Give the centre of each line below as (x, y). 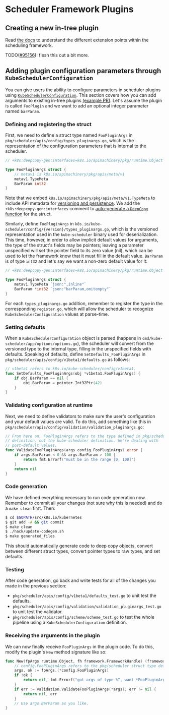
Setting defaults (25, 327)
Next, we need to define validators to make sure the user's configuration (80, 416)
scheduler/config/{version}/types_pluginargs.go (57, 230)
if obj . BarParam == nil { (41, 378)
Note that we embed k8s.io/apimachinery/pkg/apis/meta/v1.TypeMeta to (80, 198)
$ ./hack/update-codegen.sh (35, 531)
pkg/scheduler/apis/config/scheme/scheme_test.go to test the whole (83, 617)
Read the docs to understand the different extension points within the (77, 40)
